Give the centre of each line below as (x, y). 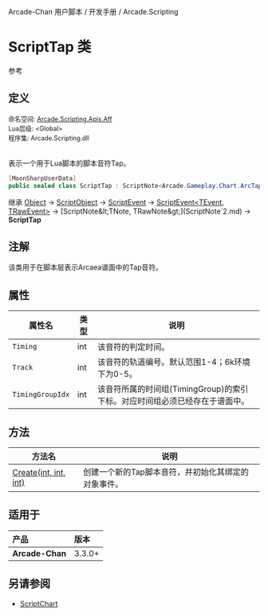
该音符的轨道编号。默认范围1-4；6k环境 (174, 362)
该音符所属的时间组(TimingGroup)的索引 (173, 389)
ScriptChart (39, 603)
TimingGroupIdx (41, 395)
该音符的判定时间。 (133, 347)
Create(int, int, (39, 472)
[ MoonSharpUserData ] (43, 178)
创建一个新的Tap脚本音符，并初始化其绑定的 (166, 472)
